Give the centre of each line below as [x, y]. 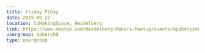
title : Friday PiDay [33, 12]
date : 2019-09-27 [28, 18]
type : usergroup [27, 40]
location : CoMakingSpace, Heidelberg [54, 23]
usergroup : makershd [33, 35]
